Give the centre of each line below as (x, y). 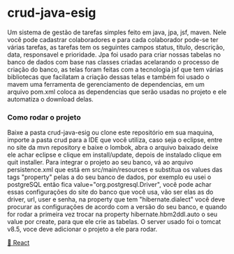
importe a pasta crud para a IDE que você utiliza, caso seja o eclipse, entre (115, 140)
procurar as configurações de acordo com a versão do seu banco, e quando (117, 207)
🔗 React (19, 243)
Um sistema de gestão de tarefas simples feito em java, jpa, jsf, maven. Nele (117, 32)
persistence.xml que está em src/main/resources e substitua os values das (115, 170)
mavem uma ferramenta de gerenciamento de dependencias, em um (106, 84)
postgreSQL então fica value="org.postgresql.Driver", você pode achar (109, 185)
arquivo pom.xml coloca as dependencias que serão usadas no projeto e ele (117, 92)
